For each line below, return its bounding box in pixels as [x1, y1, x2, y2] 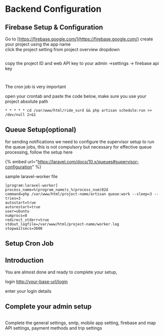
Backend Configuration [5, 3, 102, 15]
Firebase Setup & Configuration [5, 23, 103, 31]
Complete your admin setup [5, 303, 92, 311]
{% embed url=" [5, 158, 38, 164]
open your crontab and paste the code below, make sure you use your [5, 93, 147, 99]
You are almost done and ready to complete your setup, [5, 269, 117, 275]
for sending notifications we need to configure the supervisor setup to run [5, 139, 155, 145]
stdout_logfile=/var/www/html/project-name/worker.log [5, 221, 119, 227]
